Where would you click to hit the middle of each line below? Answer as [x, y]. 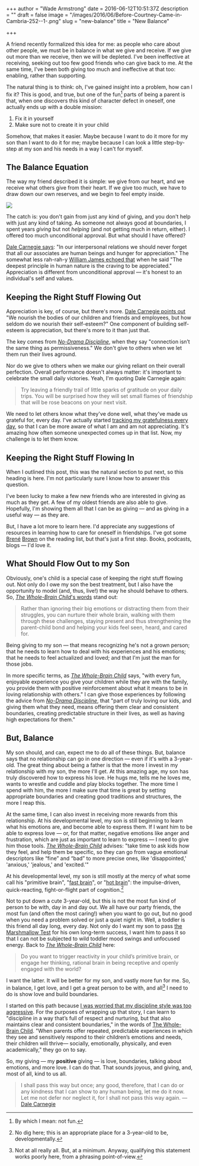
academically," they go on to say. [46, 1050]
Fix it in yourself [34, 118]
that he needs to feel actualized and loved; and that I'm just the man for [93, 657]
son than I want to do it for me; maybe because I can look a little [84, 142]
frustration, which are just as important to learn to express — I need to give [97, 839]
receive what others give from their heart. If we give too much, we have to [96, 188]
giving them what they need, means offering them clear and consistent [92, 706]
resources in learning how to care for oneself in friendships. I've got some [96, 533]
